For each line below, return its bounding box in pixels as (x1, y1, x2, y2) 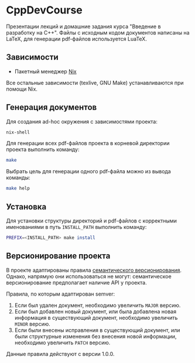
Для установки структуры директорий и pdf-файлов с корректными (6, 217, 177, 224)
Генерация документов (6, 102, 97, 112)
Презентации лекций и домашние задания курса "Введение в (6, 23, 161, 30)
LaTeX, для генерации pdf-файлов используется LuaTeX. (6, 35, 148, 42)
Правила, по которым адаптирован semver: (6, 290, 115, 297)
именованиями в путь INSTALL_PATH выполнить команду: (6, 224, 147, 230)
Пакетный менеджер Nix (14, 68, 77, 75)
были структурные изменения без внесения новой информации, (14, 333, 177, 340)
